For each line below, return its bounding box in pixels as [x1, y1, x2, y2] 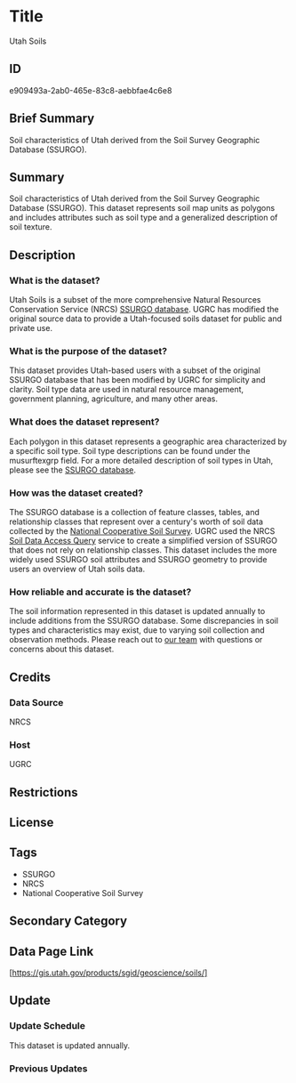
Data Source [9, 696, 64, 708]
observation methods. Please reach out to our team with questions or [9, 634, 263, 645]
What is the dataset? [9, 274, 100, 287]
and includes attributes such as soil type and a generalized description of [9, 212, 278, 223]
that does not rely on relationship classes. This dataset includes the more [9, 545, 277, 555]
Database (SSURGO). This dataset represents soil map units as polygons [9, 203, 276, 214]
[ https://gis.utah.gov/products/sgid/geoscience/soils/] [9, 967, 208, 978]
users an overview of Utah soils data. [9, 563, 145, 574]
